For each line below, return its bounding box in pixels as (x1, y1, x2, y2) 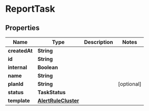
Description (84, 39, 113, 46)
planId (8, 80, 24, 87)
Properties (5, 24, 40, 32)
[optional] (118, 80, 142, 87)
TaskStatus (37, 89, 66, 96)
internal (8, 64, 27, 71)
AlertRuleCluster (37, 97, 79, 104)
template (8, 97, 30, 104)
